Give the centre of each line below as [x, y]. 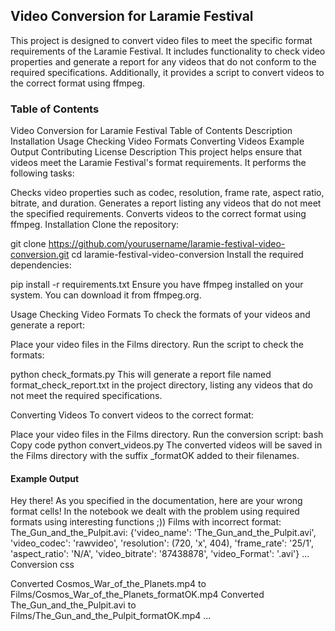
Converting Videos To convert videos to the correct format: [132, 415]
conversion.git [40, 255]
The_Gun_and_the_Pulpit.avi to [73, 605]
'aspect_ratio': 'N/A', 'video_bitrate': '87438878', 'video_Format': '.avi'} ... [160, 554]
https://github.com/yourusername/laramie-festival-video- [167, 244]
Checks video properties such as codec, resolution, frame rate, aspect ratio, [167, 193]
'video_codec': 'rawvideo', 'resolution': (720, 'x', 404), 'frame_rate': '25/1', [162, 543]
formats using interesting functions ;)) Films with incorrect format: [146, 522]
